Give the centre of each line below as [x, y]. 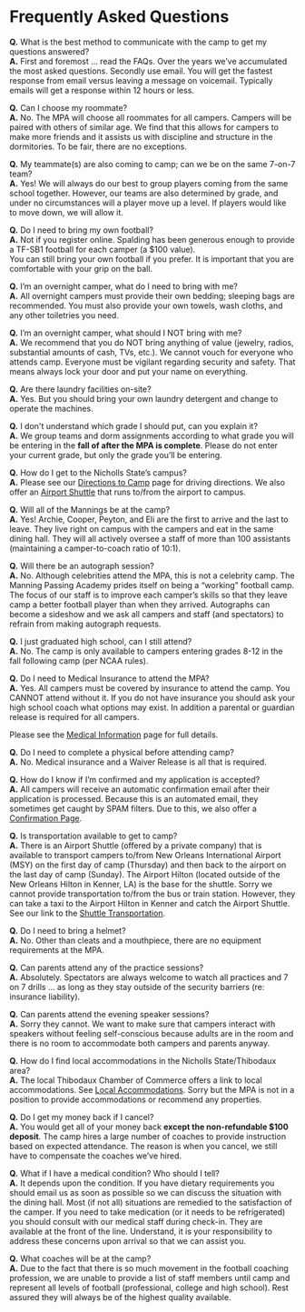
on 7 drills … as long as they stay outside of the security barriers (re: [137, 987]
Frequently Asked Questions [119, 17]
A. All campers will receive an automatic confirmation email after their [140, 789]
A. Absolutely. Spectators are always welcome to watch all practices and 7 [149, 977]
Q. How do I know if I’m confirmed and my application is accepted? [135, 779]
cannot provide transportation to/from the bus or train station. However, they [152, 894]
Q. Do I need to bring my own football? [82, 230]
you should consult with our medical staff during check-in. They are [136, 1221]
